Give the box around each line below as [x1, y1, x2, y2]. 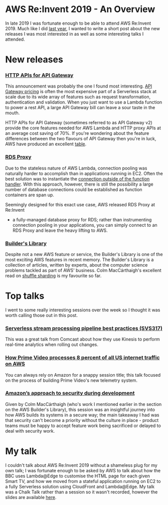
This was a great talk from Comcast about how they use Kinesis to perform [5, 336, 160, 343]
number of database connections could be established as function [5, 186, 142, 192]
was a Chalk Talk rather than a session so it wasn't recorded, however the [5, 489, 158, 495]
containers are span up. [5, 192, 54, 198]
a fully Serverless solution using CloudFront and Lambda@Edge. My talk [5, 483, 154, 489]
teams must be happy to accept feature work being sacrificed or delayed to [5, 423, 161, 429]
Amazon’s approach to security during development [5, 390, 135, 397]
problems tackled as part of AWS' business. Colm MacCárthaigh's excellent [5, 268, 161, 274]
